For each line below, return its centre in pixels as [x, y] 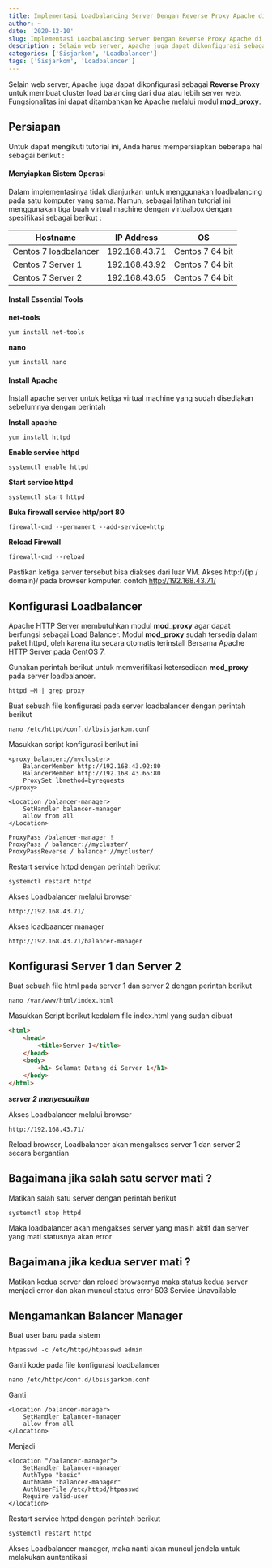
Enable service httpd [44, 453]
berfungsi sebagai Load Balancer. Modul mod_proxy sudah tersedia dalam [133, 634]
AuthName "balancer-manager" [72, 1482]
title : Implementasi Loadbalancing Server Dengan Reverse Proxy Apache [132, 16]
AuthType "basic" [52, 1476]
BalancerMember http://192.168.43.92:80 [92, 767]
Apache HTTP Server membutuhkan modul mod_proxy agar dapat [119, 626]
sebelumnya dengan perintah [57, 407]
